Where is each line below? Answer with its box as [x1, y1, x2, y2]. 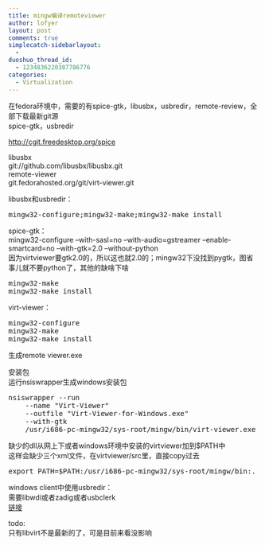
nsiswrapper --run [8, 393, 80, 402]
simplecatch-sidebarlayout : [8, 41, 102, 49]
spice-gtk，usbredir [8, 121, 74, 130]
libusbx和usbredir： [8, 194, 73, 204]
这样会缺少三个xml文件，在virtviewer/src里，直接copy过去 [8, 450, 201, 460]
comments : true [8, 33, 59, 42]
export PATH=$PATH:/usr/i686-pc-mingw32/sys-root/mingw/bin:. [8, 466, 256, 476]
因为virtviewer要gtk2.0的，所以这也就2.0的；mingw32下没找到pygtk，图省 [8, 252, 254, 263]
